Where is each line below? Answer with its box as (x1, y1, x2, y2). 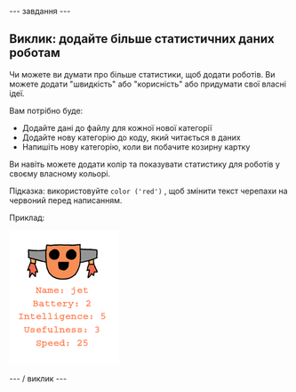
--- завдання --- (9, 6, 71, 16)
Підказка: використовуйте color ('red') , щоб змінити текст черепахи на (9, 185, 288, 196)
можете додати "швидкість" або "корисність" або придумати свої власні (9, 78, 287, 89)
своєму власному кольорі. (9, 167, 111, 179)
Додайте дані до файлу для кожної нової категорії (21, 122, 212, 133)
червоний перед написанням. (9, 194, 123, 206)
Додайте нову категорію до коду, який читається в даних (21, 132, 242, 143)
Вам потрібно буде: (9, 105, 84, 116)
